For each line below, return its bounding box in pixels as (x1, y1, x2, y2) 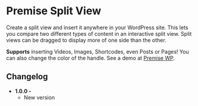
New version (23, 93, 55, 101)
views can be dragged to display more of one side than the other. (6, 36, 167, 43)
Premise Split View (6, 4, 101, 18)
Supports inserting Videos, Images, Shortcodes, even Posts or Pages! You (6, 48, 189, 55)
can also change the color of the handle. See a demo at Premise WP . (6, 54, 175, 61)
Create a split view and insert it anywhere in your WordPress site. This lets (6, 24, 188, 31)
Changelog (6, 71, 48, 82)
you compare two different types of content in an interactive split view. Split (6, 30, 192, 37)
